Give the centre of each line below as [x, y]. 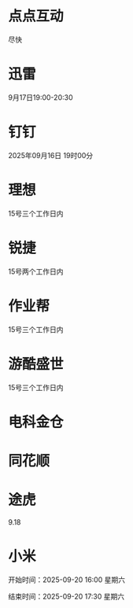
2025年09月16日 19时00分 [51, 155]
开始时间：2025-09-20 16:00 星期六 [67, 580]
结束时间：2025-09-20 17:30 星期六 [66, 596]
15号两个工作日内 [36, 271]
